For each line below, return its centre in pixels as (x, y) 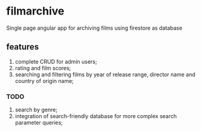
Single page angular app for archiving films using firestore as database (94, 28)
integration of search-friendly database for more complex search (96, 116)
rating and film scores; (43, 68)
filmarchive (35, 11)
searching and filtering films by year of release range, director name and (105, 74)
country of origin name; (44, 81)
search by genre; (36, 110)
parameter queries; (39, 123)
